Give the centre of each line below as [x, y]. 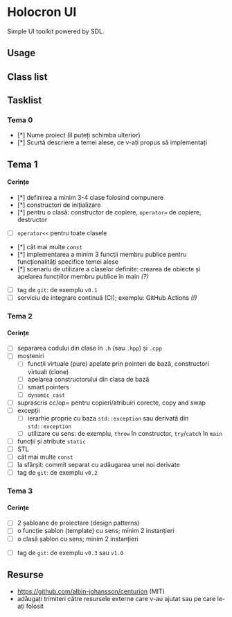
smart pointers [48, 387]
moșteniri [30, 356]
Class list [27, 77]
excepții [28, 410]
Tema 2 [20, 316]
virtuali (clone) [48, 371]
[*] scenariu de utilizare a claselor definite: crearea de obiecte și [109, 269]
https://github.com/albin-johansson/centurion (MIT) [91, 591]
